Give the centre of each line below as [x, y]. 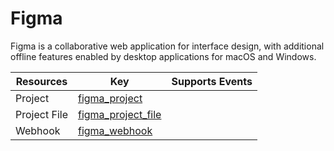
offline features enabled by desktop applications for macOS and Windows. [163, 56]
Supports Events [212, 81]
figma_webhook [115, 130]
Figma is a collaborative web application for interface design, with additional [167, 46]
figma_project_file [119, 114]
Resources [41, 81]
